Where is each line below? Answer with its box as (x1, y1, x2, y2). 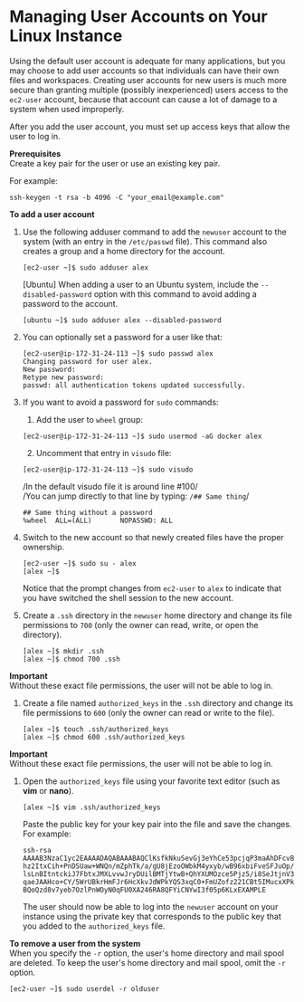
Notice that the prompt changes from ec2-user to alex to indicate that (22, 582, 282, 594)
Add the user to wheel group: (35, 414, 143, 425)
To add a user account (9, 208, 95, 219)
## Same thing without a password (22, 508, 153, 517)
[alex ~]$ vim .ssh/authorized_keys (22, 803, 161, 812)
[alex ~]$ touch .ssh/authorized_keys (22, 724, 169, 734)
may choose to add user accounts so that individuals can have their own (9, 65, 280, 76)
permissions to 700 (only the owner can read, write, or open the (22, 619, 259, 630)
